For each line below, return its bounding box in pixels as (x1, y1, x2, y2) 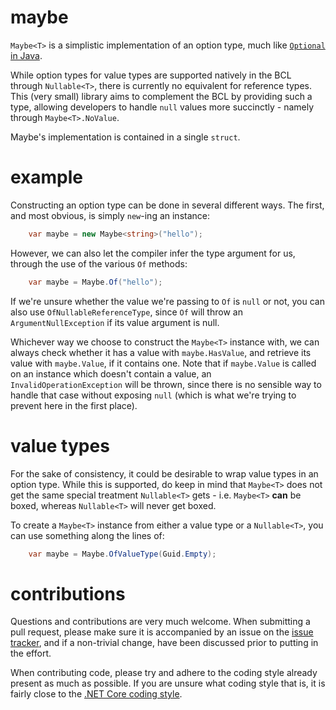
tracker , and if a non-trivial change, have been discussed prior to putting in (10, 637, 319, 649)
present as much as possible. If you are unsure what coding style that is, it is (10, 677, 326, 690)
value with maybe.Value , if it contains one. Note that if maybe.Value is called (10, 357, 317, 369)
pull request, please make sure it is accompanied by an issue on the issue (10, 626, 314, 638)
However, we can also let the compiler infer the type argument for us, (10, 247, 296, 259)
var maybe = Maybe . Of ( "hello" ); (28, 277, 163, 287)
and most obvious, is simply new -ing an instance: (10, 209, 211, 221)
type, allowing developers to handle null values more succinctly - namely (10, 101, 315, 113)
